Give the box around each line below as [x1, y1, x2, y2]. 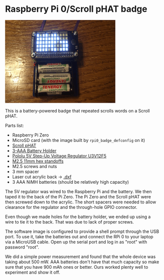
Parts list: [5, 122, 24, 128]
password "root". [5, 244, 39, 250]
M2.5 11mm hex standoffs [12, 158, 64, 164]
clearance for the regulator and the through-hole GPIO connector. [5, 204, 138, 210]
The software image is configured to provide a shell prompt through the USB [5, 228, 159, 234]
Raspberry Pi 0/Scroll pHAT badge [5, 3, 148, 15]
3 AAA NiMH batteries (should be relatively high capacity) [12, 179, 129, 185]
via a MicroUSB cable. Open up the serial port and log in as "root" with [5, 239, 147, 245]
